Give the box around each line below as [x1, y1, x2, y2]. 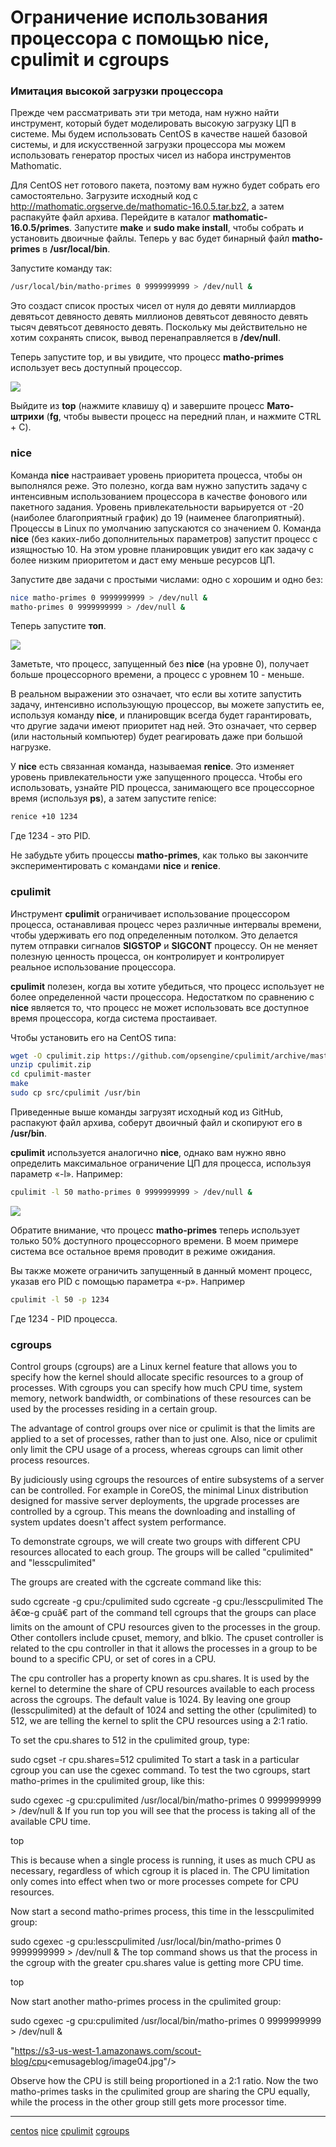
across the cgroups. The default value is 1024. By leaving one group [10, 1694, 292, 1705]
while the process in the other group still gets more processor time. [10, 2096, 287, 2108]
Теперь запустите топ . [10, 620, 107, 632]
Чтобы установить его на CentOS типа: [10, 1031, 177, 1043]
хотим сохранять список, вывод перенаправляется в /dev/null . [10, 332, 281, 344]
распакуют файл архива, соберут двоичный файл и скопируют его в [10, 1116, 303, 1128]
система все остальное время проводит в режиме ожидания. [10, 1245, 276, 1257]
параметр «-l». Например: [10, 1167, 123, 1180]
